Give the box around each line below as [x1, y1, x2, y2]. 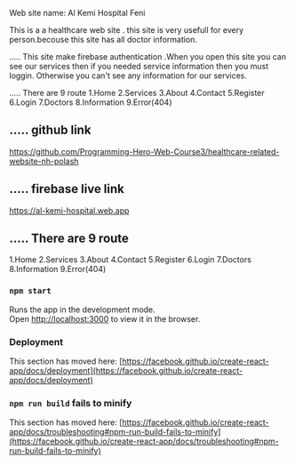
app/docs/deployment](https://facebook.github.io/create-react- [9, 365, 243, 376]
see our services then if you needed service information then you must [9, 61, 269, 71]
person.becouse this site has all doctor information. [9, 35, 198, 44]
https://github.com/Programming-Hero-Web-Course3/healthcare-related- [9, 146, 280, 156]
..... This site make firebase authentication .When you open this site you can [9, 52, 287, 61]
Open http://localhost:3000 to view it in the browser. [9, 313, 201, 324]
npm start [9, 286, 52, 296]
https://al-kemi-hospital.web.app [9, 204, 130, 216]
